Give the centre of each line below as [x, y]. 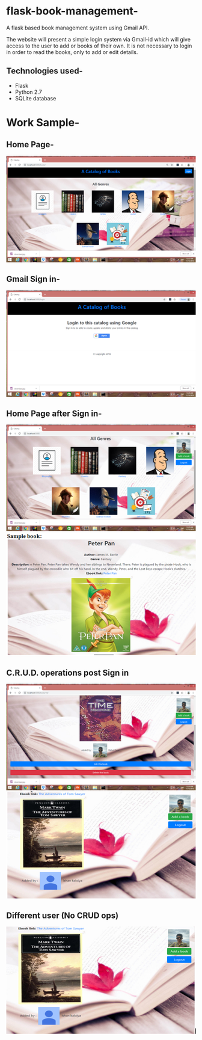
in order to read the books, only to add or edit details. [72, 52]
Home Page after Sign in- [54, 413]
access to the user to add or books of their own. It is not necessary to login [99, 46]
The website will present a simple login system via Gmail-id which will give [99, 39]
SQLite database [35, 98]
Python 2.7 [28, 92]
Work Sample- [43, 122]
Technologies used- [44, 71]
